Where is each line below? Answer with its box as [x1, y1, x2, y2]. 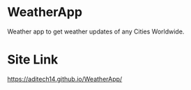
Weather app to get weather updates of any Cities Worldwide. [7, 27, 185, 36]
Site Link [7, 52, 59, 68]
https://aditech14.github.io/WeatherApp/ [7, 75, 123, 83]
